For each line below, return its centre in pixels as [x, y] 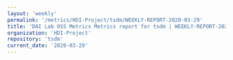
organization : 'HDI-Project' [49, 33]
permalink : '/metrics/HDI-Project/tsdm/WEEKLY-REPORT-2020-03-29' [105, 20]
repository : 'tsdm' [35, 39]
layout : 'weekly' [32, 13]
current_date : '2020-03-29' [48, 46]
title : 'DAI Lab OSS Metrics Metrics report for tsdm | [89, 26]
